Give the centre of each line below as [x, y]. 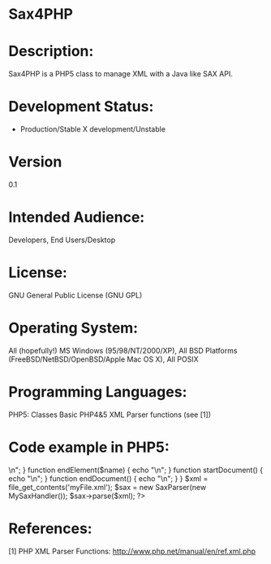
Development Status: [81, 107]
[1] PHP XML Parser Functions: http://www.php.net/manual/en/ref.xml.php [132, 551]
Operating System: [73, 328]
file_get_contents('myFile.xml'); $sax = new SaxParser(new [108, 487]
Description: [51, 52]
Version [35, 162]
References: [50, 528]
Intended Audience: [77, 217]
